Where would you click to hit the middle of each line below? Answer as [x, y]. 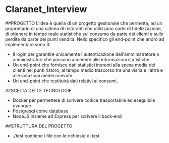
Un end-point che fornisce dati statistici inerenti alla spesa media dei [84, 65]
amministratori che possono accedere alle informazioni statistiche [81, 59]
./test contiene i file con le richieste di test [56, 135]
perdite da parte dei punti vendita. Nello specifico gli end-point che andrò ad [85, 39]
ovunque [22, 105]
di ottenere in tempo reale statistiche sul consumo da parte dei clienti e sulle [84, 34]
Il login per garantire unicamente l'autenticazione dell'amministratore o [86, 54]
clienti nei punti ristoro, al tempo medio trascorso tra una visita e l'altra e [88, 70]
